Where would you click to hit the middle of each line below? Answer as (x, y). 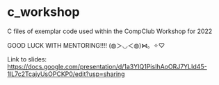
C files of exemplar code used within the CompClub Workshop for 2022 (110, 31)
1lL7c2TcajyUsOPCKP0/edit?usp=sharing (66, 74)
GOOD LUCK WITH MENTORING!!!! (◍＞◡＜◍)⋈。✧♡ (86, 45)
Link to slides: (27, 59)
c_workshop (43, 12)
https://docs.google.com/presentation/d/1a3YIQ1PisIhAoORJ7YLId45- (107, 66)
